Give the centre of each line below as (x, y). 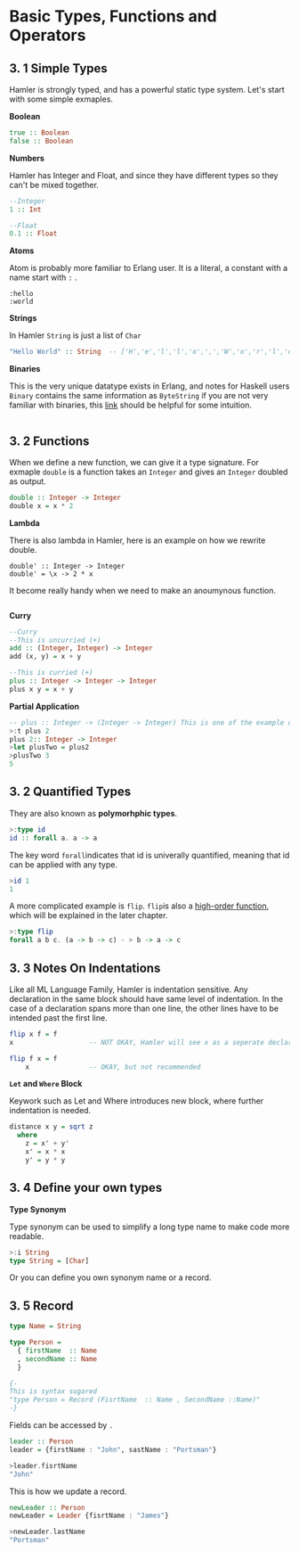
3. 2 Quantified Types (70, 792)
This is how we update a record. (68, 1491)
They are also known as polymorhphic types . (93, 813)
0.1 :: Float (33, 234)
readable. (27, 1236)
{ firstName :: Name (57, 1351)
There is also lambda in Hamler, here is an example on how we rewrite (137, 540)
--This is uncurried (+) (55, 640)
